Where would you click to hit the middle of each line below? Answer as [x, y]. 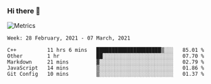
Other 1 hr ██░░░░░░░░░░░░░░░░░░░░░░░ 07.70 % [106, 56]
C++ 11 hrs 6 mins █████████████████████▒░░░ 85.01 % [106, 51]
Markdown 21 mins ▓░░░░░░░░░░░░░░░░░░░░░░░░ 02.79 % [106, 62]
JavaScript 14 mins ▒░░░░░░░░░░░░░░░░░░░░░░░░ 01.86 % [106, 68]
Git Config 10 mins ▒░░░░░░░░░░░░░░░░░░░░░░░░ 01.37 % [106, 74]
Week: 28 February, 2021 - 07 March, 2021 [69, 38]
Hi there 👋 [24, 11]
